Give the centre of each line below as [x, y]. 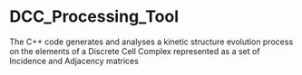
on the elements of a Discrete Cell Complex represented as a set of [135, 51]
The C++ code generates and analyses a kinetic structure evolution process [151, 42]
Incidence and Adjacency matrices [74, 61]
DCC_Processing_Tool [94, 17]
